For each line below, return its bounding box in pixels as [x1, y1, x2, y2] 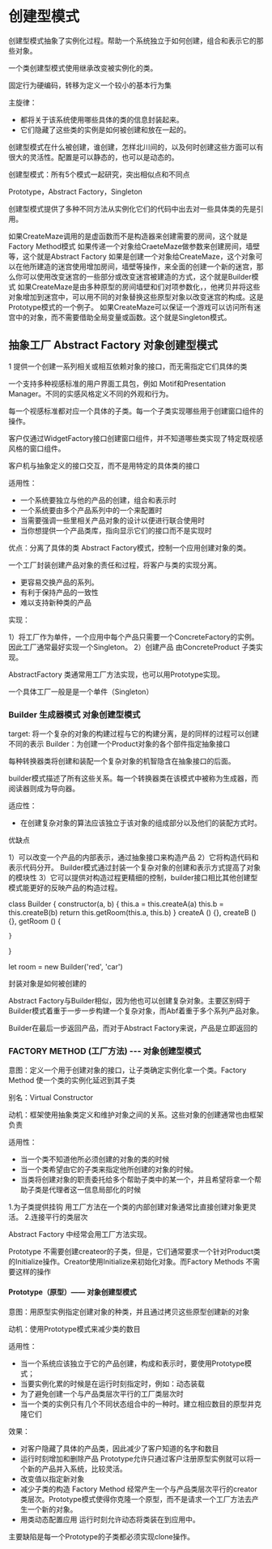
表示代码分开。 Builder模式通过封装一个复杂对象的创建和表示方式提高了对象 [8, 862, 261, 872]
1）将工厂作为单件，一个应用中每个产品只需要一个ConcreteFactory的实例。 [8, 631, 259, 641]
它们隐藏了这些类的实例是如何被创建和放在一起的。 [19, 125, 191, 135]
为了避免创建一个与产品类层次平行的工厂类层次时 [19, 1389, 184, 1398]
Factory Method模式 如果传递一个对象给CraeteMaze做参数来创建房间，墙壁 [8, 241, 261, 251]
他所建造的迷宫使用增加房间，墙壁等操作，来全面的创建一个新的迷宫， [22, 261, 257, 272]
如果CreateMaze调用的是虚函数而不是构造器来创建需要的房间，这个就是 [8, 231, 249, 241]
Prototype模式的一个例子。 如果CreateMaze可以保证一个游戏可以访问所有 [8, 302, 254, 312]
